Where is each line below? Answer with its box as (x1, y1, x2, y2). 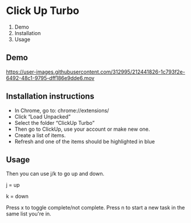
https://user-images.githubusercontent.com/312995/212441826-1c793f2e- (6, 68, 185, 75)
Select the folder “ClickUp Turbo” (14, 119, 95, 126)
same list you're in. (6, 210, 51, 217)
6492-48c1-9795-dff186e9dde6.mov (6, 74, 95, 81)
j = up (6, 182, 20, 189)
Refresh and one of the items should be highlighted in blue (14, 138, 155, 145)
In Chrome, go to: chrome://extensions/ (14, 107, 109, 114)
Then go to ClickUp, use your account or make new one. (14, 126, 150, 133)
